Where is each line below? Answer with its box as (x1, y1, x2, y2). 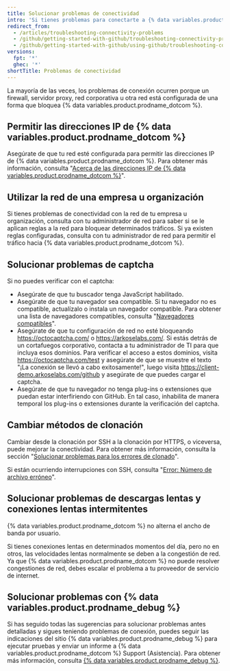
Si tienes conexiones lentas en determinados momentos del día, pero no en (7, 542, 220, 550)
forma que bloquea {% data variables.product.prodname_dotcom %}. (7, 101, 203, 109)
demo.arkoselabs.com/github (16, 370, 101, 378)
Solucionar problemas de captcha (7, 259, 154, 270)
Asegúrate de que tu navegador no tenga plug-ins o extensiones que (16, 385, 212, 393)
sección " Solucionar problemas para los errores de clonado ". (7, 452, 179, 460)
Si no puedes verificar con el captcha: (7, 276, 114, 285)
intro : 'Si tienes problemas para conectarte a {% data (7, 16, 170, 23)
